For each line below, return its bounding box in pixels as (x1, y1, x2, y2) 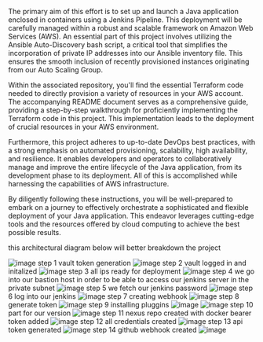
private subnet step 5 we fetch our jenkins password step (8, 283, 254, 292)
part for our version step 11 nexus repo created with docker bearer (8, 308, 252, 318)
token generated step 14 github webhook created (8, 325, 198, 334)
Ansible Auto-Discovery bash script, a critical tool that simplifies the (8, 40, 228, 50)
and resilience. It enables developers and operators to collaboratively (8, 154, 232, 164)
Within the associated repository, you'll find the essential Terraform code (8, 80, 244, 90)
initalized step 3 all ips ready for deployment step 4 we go (8, 267, 255, 276)
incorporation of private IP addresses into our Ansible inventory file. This (8, 49, 243, 57)
